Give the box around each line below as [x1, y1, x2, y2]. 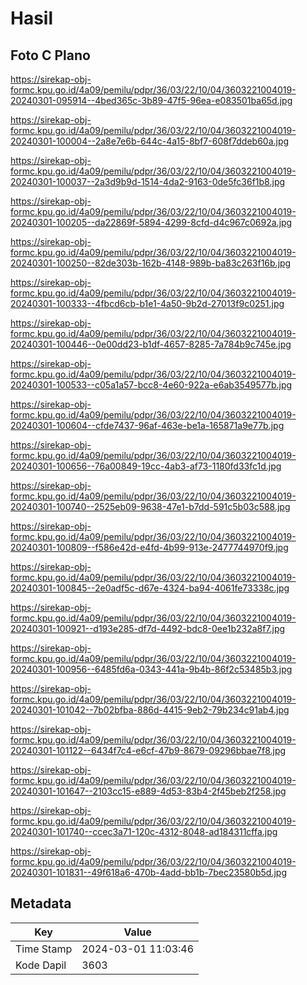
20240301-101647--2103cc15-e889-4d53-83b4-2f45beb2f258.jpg [10, 785, 287, 797]
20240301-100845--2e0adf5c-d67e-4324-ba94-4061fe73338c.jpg [10, 582, 290, 594]
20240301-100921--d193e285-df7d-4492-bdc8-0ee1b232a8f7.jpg [10, 623, 286, 634]
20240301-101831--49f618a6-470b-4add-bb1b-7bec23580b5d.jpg [10, 867, 288, 878]
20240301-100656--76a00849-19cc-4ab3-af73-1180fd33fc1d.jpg [10, 460, 282, 472]
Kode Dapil [15, 958, 67, 972]
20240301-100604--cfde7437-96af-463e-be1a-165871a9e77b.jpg [10, 420, 285, 431]
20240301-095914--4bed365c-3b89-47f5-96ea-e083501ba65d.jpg [10, 95, 293, 106]
